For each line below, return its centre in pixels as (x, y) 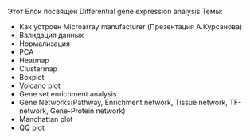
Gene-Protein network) (88, 111)
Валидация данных (51, 35)
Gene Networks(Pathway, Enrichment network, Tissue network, (123, 102)
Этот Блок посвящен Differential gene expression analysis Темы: (115, 11)
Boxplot (31, 77)
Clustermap (38, 69)
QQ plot (32, 127)
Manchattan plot (46, 119)
